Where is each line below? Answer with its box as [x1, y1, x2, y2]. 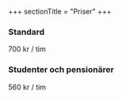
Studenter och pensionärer [8, 64, 115, 75]
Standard [8, 26, 45, 37]
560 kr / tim [8, 82, 46, 92]
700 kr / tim [8, 44, 46, 54]
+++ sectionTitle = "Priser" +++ [8, 7, 112, 16]
